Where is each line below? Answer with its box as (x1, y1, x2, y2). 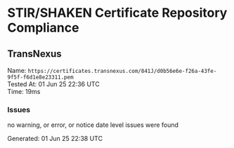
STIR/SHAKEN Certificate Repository (7, 5, 228, 21)
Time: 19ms (7, 88, 41, 95)
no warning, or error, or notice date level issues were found (7, 121, 179, 129)
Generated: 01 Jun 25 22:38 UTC (7, 135, 103, 143)
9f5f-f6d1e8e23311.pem (7, 74, 74, 81)
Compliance (7, 20, 79, 36)
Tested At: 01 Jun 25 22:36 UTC (7, 80, 100, 88)
